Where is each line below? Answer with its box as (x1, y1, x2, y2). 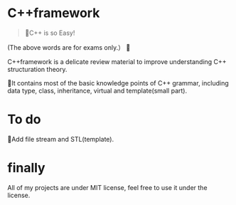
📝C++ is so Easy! (24, 28, 75, 37)
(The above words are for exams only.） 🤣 (7, 43, 131, 51)
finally (7, 160, 45, 176)
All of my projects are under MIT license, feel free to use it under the (7, 183, 208, 191)
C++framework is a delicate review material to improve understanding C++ (7, 57, 227, 65)
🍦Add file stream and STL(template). (7, 135, 114, 143)
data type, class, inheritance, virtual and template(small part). (7, 86, 187, 95)
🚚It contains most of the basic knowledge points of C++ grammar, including (7, 78, 229, 87)
